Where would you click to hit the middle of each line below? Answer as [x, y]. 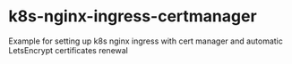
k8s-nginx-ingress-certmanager [133, 16]
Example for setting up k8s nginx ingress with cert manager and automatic [146, 41]
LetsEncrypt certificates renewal [69, 50]
